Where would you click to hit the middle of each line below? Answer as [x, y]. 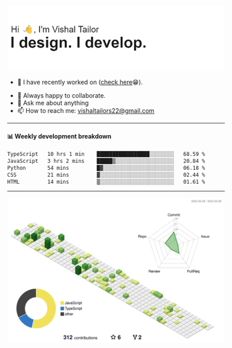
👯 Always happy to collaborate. [61, 96]
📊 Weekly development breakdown [59, 136]
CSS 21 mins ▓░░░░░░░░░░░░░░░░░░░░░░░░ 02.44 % [106, 175]
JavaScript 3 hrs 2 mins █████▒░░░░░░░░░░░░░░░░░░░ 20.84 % [106, 162]
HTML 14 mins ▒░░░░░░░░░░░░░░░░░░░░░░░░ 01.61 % [106, 182]
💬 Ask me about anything [53, 103]
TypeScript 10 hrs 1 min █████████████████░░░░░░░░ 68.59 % [106, 155]
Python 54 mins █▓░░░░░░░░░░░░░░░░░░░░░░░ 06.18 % [106, 168]
